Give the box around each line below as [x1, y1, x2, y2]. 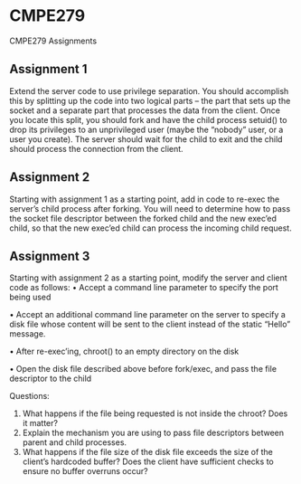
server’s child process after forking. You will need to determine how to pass [9, 203, 291, 214]
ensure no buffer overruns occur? [22, 466, 148, 477]
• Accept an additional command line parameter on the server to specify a [9, 309, 287, 320]
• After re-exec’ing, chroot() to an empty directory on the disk [9, 346, 240, 357]
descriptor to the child [9, 373, 92, 384]
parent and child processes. [22, 437, 127, 448]
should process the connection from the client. [9, 143, 183, 154]
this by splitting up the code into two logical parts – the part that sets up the [9, 95, 291, 106]
